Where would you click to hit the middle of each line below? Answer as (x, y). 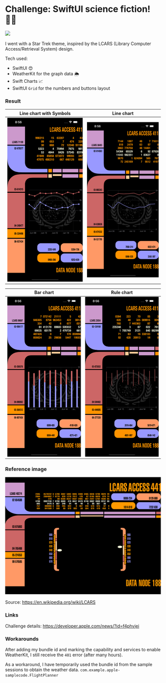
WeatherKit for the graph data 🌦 (46, 73)
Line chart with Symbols (45, 113)
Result (13, 101)
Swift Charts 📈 (28, 81)
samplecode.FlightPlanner (32, 675)
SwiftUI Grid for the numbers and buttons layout (61, 88)
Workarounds (22, 639)
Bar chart (44, 292)
